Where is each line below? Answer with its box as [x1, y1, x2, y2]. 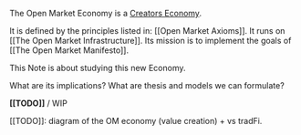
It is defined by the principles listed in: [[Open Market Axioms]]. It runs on [9, 26, 285, 36]
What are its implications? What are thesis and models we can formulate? [9, 80, 285, 90]
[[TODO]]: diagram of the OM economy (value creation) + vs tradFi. [9, 116, 263, 126]
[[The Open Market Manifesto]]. [9, 45, 130, 56]
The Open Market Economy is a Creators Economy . [9, 8, 202, 18]
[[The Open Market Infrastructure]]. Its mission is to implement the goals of [9, 36, 292, 46]
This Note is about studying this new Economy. [9, 63, 186, 73]
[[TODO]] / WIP [9, 98, 68, 109]
